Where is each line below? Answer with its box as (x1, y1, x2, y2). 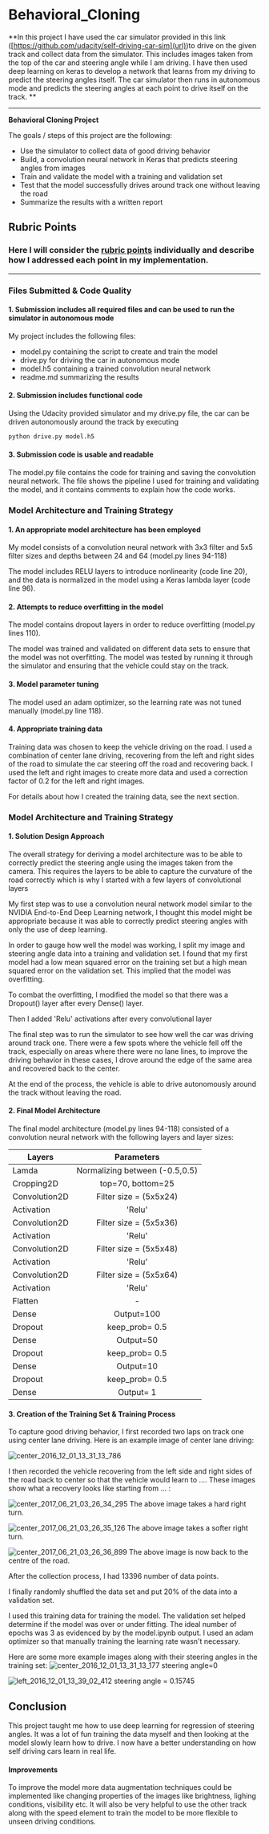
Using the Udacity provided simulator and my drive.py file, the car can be (8, 408, 250, 418)
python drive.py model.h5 (8, 432, 94, 441)
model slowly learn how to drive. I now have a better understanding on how (8, 1738, 257, 1747)
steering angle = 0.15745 (114, 1676, 195, 1686)
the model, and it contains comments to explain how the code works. (8, 485, 236, 494)
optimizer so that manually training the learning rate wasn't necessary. (8, 1637, 241, 1646)
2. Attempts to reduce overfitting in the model (8, 602, 164, 612)
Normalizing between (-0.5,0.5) (76, 1165, 199, 1177)
